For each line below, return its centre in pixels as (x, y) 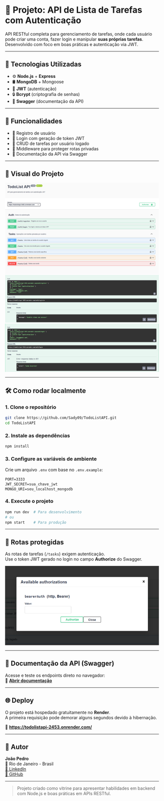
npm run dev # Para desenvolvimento (43, 512)
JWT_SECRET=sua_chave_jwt (31, 484)
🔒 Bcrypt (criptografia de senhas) (46, 94)
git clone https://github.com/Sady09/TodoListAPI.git (61, 418)
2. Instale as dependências (38, 436)
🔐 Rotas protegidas (35, 542)
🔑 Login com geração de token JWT (48, 138)
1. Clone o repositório (31, 407)
